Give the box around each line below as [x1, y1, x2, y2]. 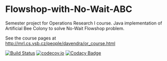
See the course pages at [5, 35, 57, 41]
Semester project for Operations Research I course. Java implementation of [5, 20, 162, 26]
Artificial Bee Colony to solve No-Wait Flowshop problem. [5, 25, 125, 31]
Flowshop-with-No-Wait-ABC [5, 3, 133, 15]
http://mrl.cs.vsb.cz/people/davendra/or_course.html [5, 40, 116, 46]
